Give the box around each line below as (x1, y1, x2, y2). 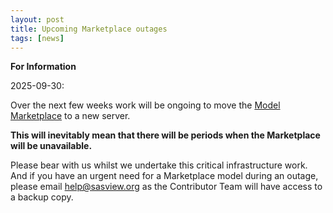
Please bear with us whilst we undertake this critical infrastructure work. (10, 159, 308, 171)
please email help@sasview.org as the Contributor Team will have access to (10, 181, 323, 193)
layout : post (10, 14, 65, 25)
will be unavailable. (10, 140, 93, 152)
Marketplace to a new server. (10, 110, 131, 122)
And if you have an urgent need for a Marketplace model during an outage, (10, 170, 319, 182)
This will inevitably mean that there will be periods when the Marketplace (10, 129, 321, 141)
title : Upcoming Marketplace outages (10, 24, 168, 34)
